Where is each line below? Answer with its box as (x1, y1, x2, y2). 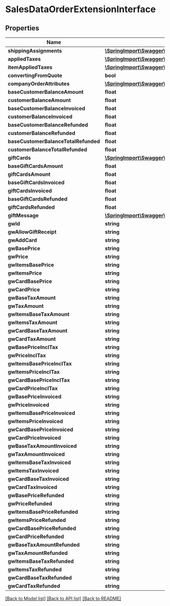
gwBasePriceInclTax (8, 344, 58, 351)
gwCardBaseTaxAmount (8, 327, 68, 334)
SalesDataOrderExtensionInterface (5, 4, 156, 15)
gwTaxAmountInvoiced (8, 451, 65, 458)
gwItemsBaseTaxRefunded (8, 558, 74, 564)
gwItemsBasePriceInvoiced (8, 409, 75, 416)
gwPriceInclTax (8, 352, 47, 359)
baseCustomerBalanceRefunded (8, 122, 89, 128)
